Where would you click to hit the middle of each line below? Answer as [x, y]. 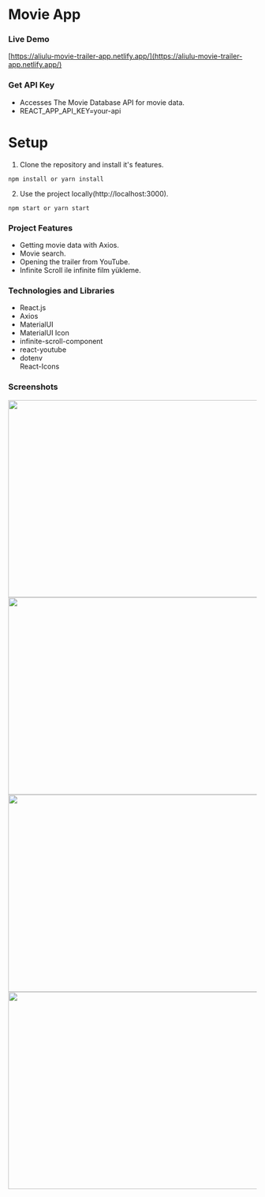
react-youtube [43, 350]
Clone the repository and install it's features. [91, 164]
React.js [33, 308]
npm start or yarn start [49, 208]
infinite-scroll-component [61, 342]
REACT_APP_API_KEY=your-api [70, 110]
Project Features [41, 228]
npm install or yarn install [56, 179]
